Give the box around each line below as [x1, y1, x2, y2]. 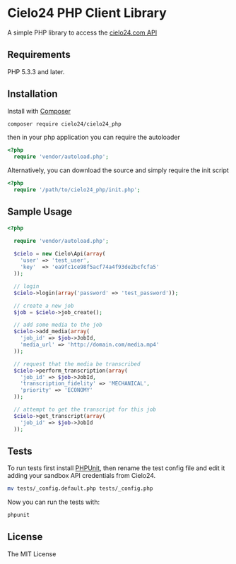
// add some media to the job [13, 321, 102, 329]
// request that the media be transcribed [13, 360, 141, 368]
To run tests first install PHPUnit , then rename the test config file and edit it [7, 464, 225, 472]
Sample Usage [7, 206, 73, 218]
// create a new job [13, 302, 74, 309]
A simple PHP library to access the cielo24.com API [7, 28, 158, 37]
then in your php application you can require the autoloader [7, 133, 180, 142]
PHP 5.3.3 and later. [7, 67, 65, 76]
